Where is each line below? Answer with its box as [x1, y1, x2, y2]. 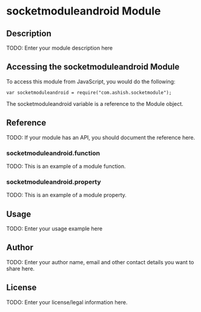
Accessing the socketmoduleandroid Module [6, 62, 180, 72]
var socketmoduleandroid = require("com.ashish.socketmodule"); [6, 89, 172, 96]
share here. [6, 265, 35, 272]
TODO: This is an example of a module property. [6, 192, 127, 199]
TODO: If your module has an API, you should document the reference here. [6, 134, 196, 141]
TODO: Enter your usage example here [6, 225, 103, 232]
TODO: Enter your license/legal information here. [6, 298, 128, 306]
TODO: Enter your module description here [6, 44, 113, 51]
